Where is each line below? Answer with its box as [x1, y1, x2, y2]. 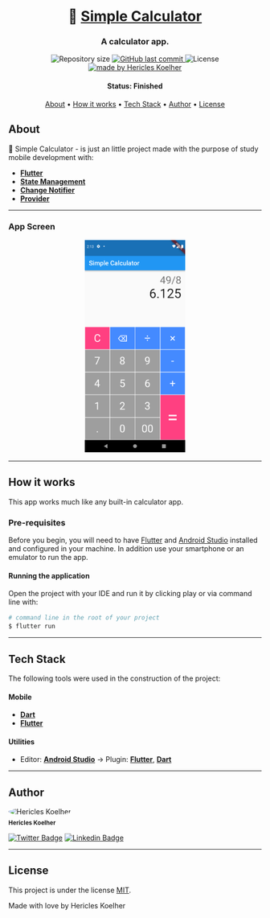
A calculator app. [100, 36, 170, 47]
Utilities [8, 736, 35, 747]
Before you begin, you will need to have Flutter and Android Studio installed [8, 535, 259, 545]
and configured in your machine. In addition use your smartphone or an [8, 544, 244, 554]
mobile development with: [8, 152, 94, 162]
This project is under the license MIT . [8, 885, 132, 895]
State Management [19, 176, 86, 186]
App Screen [8, 221, 55, 233]
